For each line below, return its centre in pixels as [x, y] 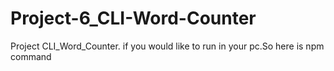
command [31, 56]
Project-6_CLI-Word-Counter [133, 18]
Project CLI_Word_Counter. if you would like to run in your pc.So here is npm [167, 46]
